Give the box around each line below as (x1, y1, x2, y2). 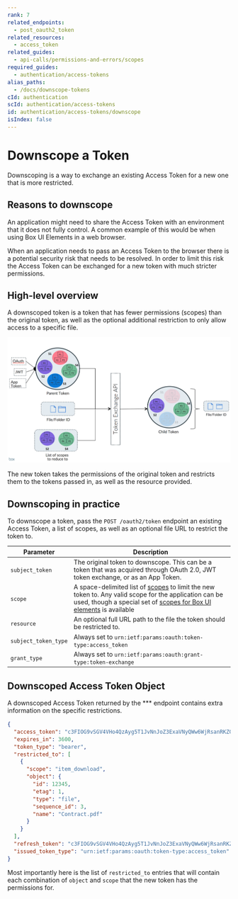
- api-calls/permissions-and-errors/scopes (13, 57, 144, 64)
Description (132, 548, 169, 556)
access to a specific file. (7, 323, 79, 332)
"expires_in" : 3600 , (13, 735, 74, 743)
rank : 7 (7, 11, 30, 18)
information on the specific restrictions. (7, 706, 123, 715)
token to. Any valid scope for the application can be (73, 590, 223, 599)
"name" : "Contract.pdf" (33, 810, 103, 818)
